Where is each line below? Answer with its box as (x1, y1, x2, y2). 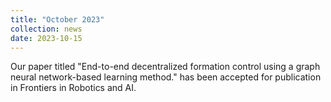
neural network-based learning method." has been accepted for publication (10, 71, 322, 83)
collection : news (10, 24, 83, 34)
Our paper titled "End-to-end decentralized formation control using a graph (10, 61, 321, 73)
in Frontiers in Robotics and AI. (10, 82, 137, 94)
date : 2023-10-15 (10, 33, 83, 43)
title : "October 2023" (10, 14, 105, 25)
